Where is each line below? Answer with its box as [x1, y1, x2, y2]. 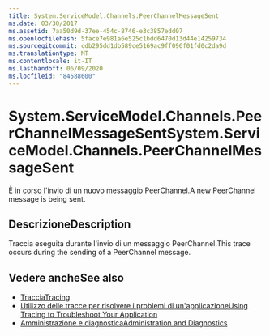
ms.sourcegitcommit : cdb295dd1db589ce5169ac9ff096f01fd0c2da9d [8, 42, 227, 50]
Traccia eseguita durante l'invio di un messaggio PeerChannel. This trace [8, 239, 251, 249]
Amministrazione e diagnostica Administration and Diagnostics [19, 318, 228, 328]
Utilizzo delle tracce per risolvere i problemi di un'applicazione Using [19, 301, 249, 311]
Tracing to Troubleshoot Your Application [19, 309, 158, 320]
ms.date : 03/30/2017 [8, 19, 79, 28]
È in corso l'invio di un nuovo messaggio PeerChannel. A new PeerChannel [8, 185, 256, 195]
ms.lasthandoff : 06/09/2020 [8, 65, 104, 73]
